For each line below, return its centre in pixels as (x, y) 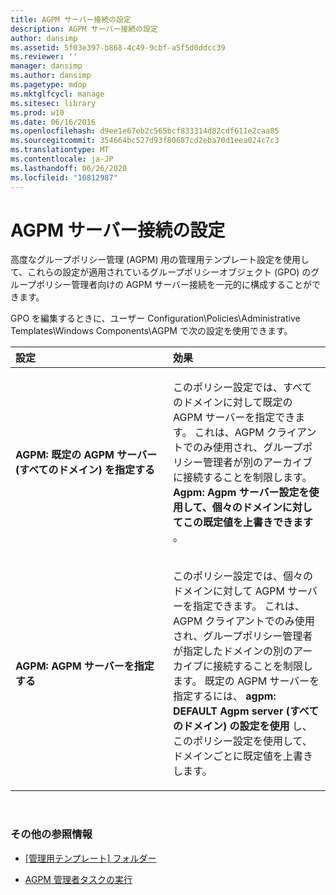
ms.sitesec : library (53, 103)
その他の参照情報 (51, 834)
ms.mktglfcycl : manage (57, 94)
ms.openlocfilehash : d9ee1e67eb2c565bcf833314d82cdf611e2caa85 (145, 131)
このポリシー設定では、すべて (243, 388)
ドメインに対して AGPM (229, 591)
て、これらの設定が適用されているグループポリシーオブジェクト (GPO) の (161, 272)
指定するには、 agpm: (225, 696)
